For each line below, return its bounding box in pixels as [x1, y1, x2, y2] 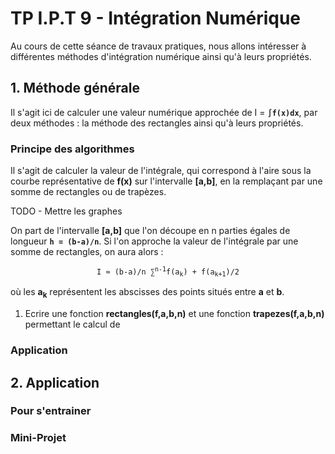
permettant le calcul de [24, 318, 121, 331]
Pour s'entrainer [10, 404, 92, 418]
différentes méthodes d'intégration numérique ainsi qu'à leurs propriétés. [10, 50, 312, 62]
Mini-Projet [10, 431, 67, 445]
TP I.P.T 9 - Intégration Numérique [10, 7, 302, 30]
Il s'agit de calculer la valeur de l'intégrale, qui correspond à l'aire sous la [10, 165, 312, 177]
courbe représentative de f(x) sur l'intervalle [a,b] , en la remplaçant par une [10, 175, 323, 187]
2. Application [10, 374, 100, 391]
